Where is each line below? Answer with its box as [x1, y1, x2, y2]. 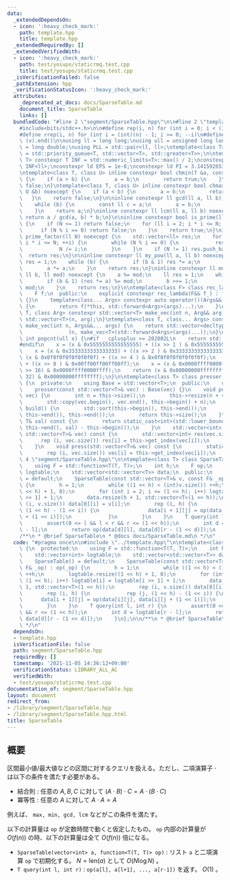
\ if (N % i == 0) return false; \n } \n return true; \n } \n [19, 227, 222, 234]
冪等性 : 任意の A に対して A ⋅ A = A [16, 796, 117, 804]
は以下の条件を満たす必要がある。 [7, 772, 103, 781]
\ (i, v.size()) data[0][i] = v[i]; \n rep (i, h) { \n [19, 501, 197, 508]
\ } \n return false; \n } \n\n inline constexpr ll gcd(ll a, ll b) [19, 195, 222, 202]
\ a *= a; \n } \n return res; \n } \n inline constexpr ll [19, 265, 216, 271]
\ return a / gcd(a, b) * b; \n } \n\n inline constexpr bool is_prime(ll [19, 214, 225, 221]
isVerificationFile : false [13, 641, 90, 648]
